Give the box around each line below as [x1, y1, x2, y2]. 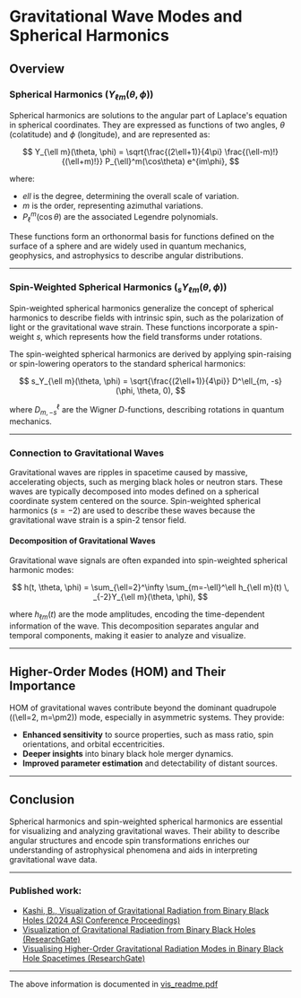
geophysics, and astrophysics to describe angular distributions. [9, 249, 244, 261]
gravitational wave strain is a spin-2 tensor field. [9, 514, 186, 525]
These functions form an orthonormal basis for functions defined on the [9, 230, 275, 241]
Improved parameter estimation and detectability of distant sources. [21, 758, 278, 768]
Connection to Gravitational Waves [9, 447, 164, 459]
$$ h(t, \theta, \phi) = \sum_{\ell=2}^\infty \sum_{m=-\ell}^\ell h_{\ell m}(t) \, [12, 582, 289, 593]
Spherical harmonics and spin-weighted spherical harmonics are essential [9, 816, 284, 827]
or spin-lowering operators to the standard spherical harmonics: [9, 359, 246, 369]
